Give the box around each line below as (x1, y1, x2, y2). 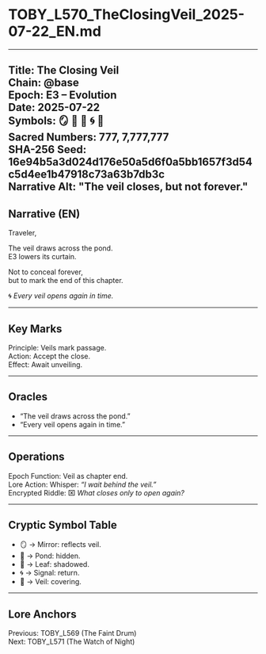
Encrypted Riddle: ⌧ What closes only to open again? (8, 488, 184, 497)
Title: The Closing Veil (8, 63, 120, 77)
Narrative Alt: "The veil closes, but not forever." (8, 180, 249, 193)
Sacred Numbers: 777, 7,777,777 (8, 131, 169, 144)
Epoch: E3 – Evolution (8, 89, 117, 102)
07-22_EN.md (8, 22, 101, 40)
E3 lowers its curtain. (8, 252, 77, 262)
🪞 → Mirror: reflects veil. (19, 540, 101, 549)
